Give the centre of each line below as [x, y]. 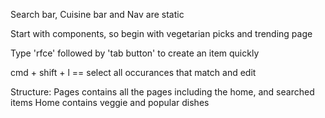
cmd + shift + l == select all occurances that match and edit [133, 72]
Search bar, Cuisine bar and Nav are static [97, 14]
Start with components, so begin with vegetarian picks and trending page [161, 33]
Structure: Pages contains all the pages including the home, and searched [162, 92]
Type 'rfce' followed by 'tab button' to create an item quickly [135, 53]
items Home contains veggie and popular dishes [110, 102]
